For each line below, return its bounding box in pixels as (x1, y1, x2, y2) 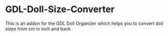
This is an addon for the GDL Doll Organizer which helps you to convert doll (5, 20, 164, 26)
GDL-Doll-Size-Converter (5, 4, 115, 15)
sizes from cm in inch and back (5, 25, 71, 31)
